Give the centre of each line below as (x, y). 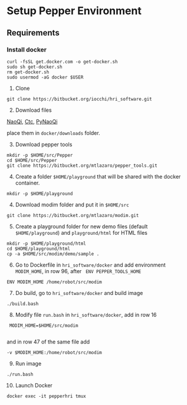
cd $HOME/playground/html (38, 249)
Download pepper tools (44, 144)
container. (27, 183)
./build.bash (23, 304)
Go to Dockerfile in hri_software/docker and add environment (90, 265)
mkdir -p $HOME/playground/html (46, 244)
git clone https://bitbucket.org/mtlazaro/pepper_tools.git (82, 166)
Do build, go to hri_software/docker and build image (79, 293)
